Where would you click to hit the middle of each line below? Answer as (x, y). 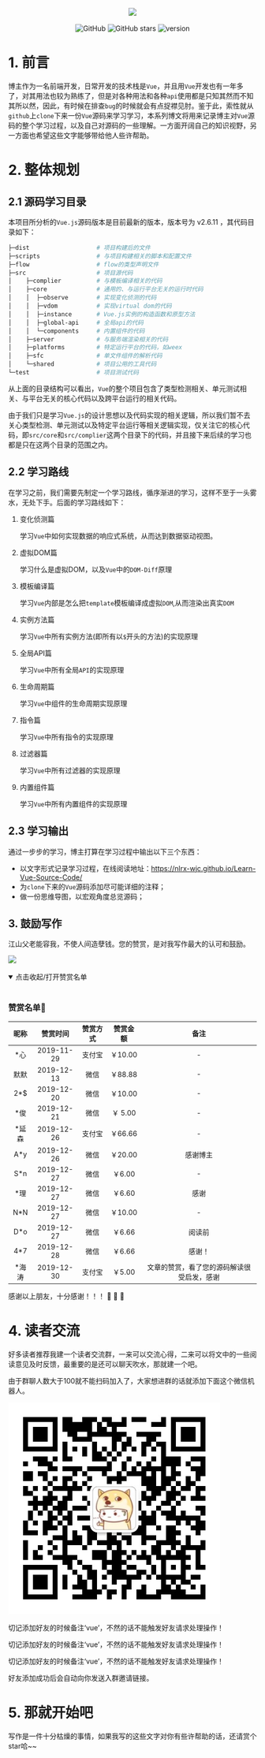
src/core (43, 435)
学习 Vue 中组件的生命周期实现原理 (73, 703)
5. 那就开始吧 (50, 1713)
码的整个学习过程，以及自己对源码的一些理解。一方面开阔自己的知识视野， (129, 125)
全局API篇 (36, 653)
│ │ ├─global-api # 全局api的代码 (76, 322)
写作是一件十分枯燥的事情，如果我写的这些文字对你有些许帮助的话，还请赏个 (132, 1736)
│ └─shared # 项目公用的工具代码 (82, 364)
